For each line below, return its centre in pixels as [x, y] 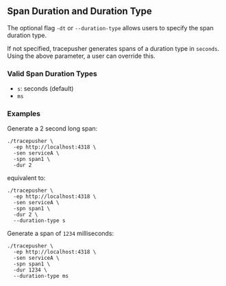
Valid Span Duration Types [52, 74]
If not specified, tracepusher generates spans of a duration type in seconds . [113, 48]
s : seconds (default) [45, 89]
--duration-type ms [41, 276]
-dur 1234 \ [30, 270]
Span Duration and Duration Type [80, 11]
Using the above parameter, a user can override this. [81, 56]
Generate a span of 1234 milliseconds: [61, 234]
